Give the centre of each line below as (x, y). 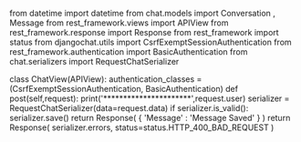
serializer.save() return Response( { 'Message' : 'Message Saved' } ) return (150, 118)
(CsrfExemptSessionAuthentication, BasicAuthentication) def (124, 89)
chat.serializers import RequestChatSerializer (94, 61)
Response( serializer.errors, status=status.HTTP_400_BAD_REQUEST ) (142, 127)
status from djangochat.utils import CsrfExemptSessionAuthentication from (150, 42)
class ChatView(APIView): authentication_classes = (106, 79)
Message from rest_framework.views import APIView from (119, 23)
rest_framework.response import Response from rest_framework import (145, 32)
